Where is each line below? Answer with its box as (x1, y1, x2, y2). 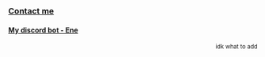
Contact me (8, 6, 55, 17)
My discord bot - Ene (8, 25, 78, 35)
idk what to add (215, 43, 258, 51)
